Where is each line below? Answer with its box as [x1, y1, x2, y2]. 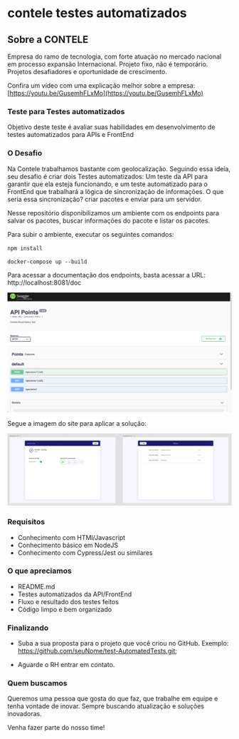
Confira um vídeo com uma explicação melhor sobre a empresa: [7, 81, 196, 90]
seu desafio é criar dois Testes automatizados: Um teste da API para [7, 172, 208, 180]
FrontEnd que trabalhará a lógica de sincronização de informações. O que [7, 187, 224, 195]
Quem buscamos [7, 678, 68, 688]
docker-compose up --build [7, 258, 87, 265]
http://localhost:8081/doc [7, 278, 82, 287]
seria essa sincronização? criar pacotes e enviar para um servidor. [7, 195, 203, 203]
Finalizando [7, 623, 48, 633]
